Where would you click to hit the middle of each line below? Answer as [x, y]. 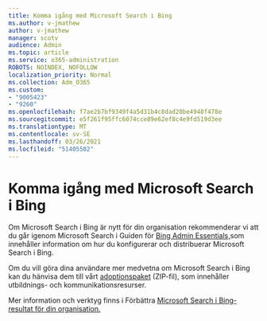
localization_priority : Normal [60, 75]
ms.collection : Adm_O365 [49, 82]
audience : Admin [35, 45]
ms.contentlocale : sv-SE [49, 134]
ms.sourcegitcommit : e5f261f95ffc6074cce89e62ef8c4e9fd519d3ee [115, 119]
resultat [21, 309]
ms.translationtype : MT [48, 127]
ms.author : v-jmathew [44, 23]
